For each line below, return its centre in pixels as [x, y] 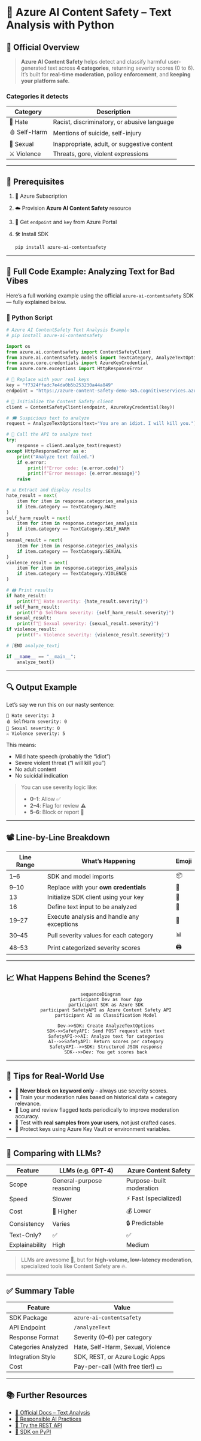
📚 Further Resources [47, 1395]
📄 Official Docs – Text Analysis [52, 1413]
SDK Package [28, 1318]
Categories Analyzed [39, 1347]
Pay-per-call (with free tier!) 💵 [118, 1366]
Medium [138, 1244]
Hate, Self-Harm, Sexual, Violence [122, 1347]
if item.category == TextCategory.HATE [67, 507]
